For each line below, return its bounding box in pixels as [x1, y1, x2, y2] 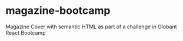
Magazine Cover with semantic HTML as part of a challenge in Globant [5, 23, 177, 30]
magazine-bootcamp [5, 4, 111, 17]
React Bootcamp [5, 29, 46, 36]
